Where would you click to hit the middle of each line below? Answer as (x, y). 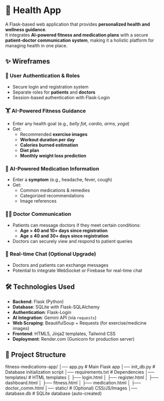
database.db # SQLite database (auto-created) (53, 393)
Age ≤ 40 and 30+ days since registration (64, 235)
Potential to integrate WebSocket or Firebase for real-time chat (77, 270)
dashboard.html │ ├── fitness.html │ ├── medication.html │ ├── (73, 383)
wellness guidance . (26, 29)
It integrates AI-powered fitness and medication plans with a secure (77, 35)
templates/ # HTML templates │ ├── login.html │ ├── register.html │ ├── (82, 377)
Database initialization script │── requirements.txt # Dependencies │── (80, 372)
